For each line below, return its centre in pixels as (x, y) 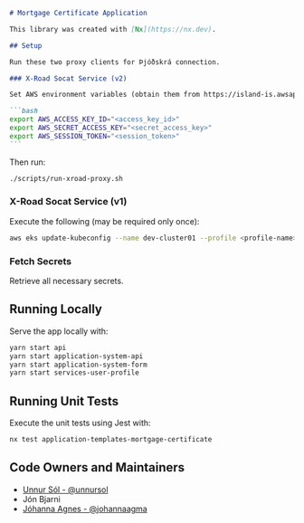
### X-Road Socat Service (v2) (68, 78)
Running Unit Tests (64, 401)
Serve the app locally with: (59, 331)
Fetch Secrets (41, 261)
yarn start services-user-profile (75, 373)
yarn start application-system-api (76, 356)
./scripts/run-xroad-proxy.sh (66, 178)
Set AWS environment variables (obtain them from (105, 95)
